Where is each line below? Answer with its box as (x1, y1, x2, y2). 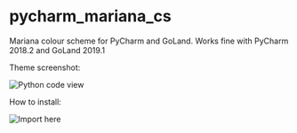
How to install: (9, 96, 62, 107)
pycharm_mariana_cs (9, 6, 172, 27)
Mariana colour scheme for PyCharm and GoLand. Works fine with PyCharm (9, 35, 289, 46)
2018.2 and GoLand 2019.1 (9, 44, 105, 55)
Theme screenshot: (9, 62, 81, 73)
